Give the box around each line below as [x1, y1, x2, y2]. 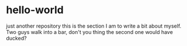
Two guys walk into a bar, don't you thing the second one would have [6, 28, 174, 35]
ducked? [6, 34, 27, 41]
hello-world [6, 3, 64, 17]
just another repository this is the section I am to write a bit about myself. [6, 22, 182, 29]
